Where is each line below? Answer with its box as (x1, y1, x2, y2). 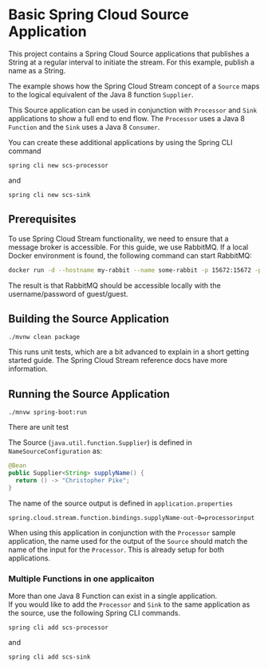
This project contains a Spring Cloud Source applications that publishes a (8, 49, 250, 58)
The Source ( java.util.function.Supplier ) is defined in (8, 438, 193, 447)
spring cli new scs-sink (8, 191, 91, 199)
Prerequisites (8, 213, 77, 226)
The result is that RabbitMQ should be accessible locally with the (8, 281, 221, 290)
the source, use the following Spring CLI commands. (8, 608, 181, 618)
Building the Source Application (8, 313, 170, 326)
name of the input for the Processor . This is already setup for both (8, 545, 225, 554)
